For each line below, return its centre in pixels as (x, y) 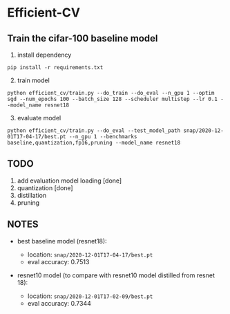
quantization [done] (45, 187)
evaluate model (39, 118)
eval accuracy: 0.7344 (59, 303)
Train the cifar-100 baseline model (83, 38)
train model (33, 80)
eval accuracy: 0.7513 (58, 261)
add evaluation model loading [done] (69, 181)
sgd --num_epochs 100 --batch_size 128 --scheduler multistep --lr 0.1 (112, 99)
